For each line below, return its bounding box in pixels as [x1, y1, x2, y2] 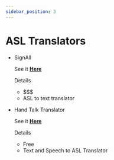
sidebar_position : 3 [5, 8, 57, 15]
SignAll [14, 54, 32, 61]
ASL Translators [5, 34, 86, 47]
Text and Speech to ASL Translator [22, 146, 108, 154]
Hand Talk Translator [14, 106, 66, 113]
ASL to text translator [22, 94, 75, 101]
